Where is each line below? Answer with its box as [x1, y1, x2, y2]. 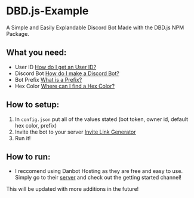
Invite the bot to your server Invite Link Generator [14, 128, 136, 135]
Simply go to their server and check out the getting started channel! [14, 174, 182, 181]
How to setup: [6, 100, 60, 110]
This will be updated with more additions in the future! [6, 185, 139, 193]
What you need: [6, 48, 67, 58]
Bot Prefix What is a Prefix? [14, 76, 82, 83]
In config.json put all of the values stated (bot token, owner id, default [14, 115, 189, 123]
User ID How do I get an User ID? [14, 63, 97, 70]
